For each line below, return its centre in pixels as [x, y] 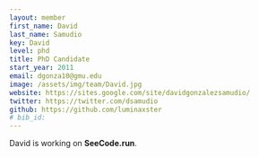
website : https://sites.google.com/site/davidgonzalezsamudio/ [130, 92]
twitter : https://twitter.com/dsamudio [84, 101]
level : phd [30, 51]
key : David [30, 43]
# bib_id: [28, 118]
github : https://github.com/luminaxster [86, 109]
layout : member [38, 17]
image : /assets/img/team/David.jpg [76, 84]
